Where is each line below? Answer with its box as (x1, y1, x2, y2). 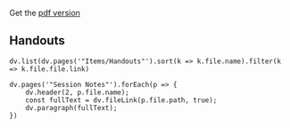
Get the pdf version (9, 8, 80, 18)
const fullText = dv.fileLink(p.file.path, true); (25, 95, 218, 105)
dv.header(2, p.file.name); (25, 88, 129, 97)
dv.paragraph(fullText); (25, 103, 118, 112)
